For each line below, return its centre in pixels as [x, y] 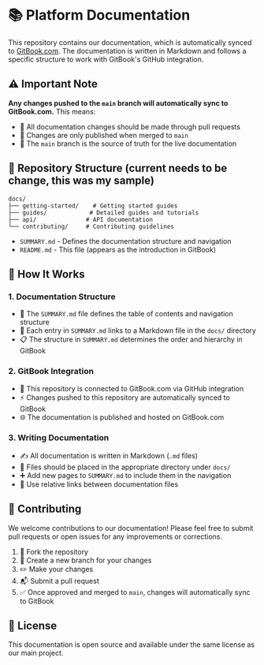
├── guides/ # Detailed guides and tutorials [104, 213]
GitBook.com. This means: [52, 111]
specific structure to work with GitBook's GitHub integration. [106, 59]
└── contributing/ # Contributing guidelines [91, 226]
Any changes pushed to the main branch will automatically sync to [118, 103]
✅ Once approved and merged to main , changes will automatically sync [135, 592]
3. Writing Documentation [59, 438]
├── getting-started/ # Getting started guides [93, 206]
